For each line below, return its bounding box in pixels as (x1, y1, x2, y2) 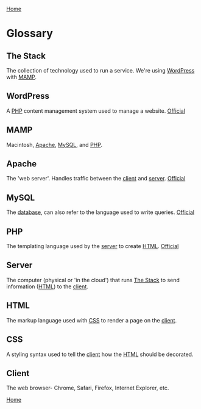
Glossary (6, 27, 54, 40)
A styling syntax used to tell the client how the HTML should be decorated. (6, 350, 194, 358)
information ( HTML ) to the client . (6, 283, 88, 290)
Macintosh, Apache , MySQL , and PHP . (6, 141, 102, 148)
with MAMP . (6, 73, 37, 80)
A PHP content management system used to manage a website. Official (6, 107, 186, 115)
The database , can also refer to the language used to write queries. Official (6, 208, 195, 216)
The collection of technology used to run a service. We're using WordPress (6, 67, 195, 74)
